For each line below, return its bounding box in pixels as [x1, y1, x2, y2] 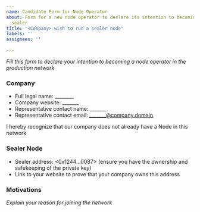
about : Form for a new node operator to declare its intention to [6, 14, 174, 20]
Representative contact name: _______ [14, 105, 107, 113]
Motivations [6, 185, 42, 194]
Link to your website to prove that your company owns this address [14, 170, 180, 177]
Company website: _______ [14, 99, 79, 106]
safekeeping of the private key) [14, 164, 92, 172]
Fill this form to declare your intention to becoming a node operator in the [6, 58, 186, 65]
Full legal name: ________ [14, 93, 74, 100]
